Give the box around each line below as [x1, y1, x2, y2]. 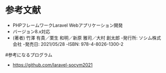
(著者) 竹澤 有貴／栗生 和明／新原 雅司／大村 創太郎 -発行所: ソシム [12, 35, 153, 41]
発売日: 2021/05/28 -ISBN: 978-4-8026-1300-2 [25, 41, 124, 47]
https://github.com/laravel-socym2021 [12, 61, 93, 68]
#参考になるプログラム [5, 51, 53, 58]
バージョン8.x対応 [12, 28, 51, 34]
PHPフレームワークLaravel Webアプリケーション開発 [12, 22, 123, 28]
